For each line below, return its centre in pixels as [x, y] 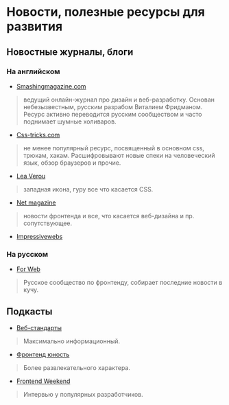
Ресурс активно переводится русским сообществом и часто [113, 114]
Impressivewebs [39, 236]
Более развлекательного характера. [77, 367]
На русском [27, 254]
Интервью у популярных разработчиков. [83, 394]
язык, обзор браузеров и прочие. [72, 163]
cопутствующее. [48, 223]
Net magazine [36, 202]
